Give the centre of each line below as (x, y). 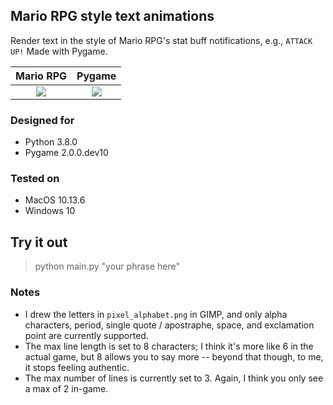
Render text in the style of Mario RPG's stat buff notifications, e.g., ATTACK (161, 40)
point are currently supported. (86, 335)
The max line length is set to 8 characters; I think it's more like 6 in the (169, 346)
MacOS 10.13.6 (55, 200)
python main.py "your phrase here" (107, 266)
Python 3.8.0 (51, 142)
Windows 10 (50, 211)
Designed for (42, 120)
